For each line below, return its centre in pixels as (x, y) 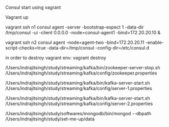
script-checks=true (26, 48)
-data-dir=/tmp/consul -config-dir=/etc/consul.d (98, 48)
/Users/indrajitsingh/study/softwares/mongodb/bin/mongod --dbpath (78, 113)
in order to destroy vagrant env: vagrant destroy (56, 58)
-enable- (155, 42)
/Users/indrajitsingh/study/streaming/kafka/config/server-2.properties (79, 104)
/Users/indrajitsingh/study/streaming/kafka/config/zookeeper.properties (81, 73)
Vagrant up (17, 17)
